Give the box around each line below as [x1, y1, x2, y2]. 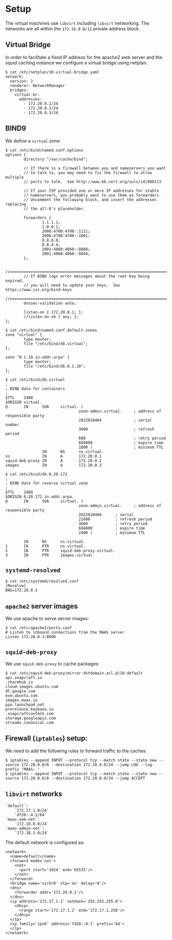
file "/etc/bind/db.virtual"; [24, 341, 88, 346]
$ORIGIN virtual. [5, 400, 42, 405]
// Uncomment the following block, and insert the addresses [24, 197, 157, 202]
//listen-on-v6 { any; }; [24, 314, 79, 319]
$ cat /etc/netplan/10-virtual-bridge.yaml [5, 69, 100, 75]
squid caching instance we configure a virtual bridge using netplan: [5, 60, 147, 66]
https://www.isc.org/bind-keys [5, 287, 72, 292]
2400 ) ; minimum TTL [78, 530, 145, 535]
